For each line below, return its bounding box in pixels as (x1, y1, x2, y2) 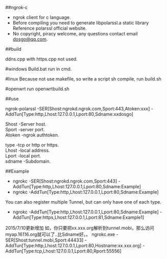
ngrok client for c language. (12, 14, 71, 20)
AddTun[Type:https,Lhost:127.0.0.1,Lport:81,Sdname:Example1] (12, 214, 145, 220)
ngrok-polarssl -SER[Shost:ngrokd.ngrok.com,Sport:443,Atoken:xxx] (5, 106, 150, 112)
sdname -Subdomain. (5, 158, 51, 164)
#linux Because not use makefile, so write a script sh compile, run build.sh (5, 76, 162, 82)
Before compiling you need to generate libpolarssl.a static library (12, 20, 149, 26)
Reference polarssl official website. (12, 25, 87, 31)
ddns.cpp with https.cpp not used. (5, 56, 78, 62)
